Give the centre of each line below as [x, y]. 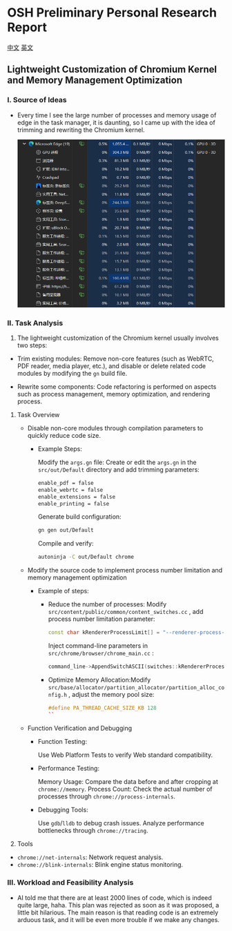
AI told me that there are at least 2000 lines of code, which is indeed [114, 898]
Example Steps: [60, 449]
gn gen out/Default [66, 530]
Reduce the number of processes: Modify [107, 604]
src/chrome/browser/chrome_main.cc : [101, 653]
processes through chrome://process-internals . [107, 796]
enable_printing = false [74, 504]
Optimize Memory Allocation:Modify [99, 680]
